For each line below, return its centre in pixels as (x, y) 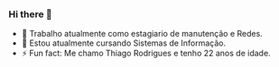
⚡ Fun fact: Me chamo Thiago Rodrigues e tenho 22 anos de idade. (146, 54)
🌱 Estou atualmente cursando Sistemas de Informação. (124, 43)
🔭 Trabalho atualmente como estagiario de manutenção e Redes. (142, 34)
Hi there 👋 (31, 14)
